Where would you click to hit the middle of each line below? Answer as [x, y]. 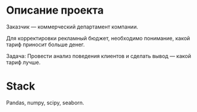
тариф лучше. [23, 62]
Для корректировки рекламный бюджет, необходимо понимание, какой [98, 38]
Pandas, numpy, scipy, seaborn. [45, 103]
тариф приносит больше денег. [45, 44]
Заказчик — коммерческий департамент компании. [72, 27]
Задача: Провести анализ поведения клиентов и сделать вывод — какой [99, 56]
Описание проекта [55, 10]
